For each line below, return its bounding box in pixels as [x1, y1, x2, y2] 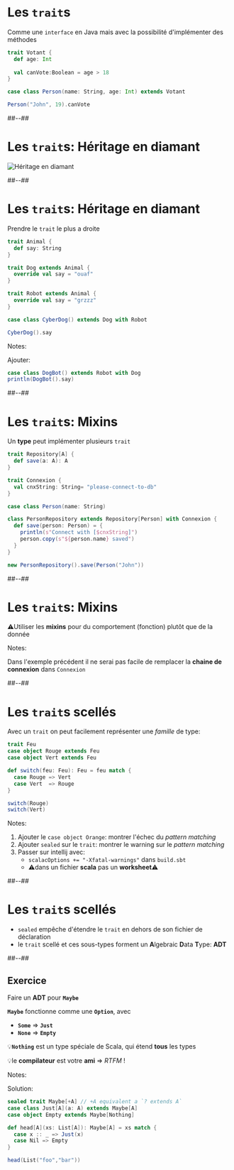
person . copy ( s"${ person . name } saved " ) [20, 535, 135, 542]
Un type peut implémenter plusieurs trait [7, 437, 131, 446]
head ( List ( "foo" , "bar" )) [7, 1157, 81, 1164]
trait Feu [7, 741, 37, 748]
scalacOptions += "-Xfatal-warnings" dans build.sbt [28, 855, 186, 864]
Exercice [7, 974, 47, 987]
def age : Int [13, 55, 52, 62]
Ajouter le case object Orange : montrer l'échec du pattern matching [17, 833, 216, 841]
